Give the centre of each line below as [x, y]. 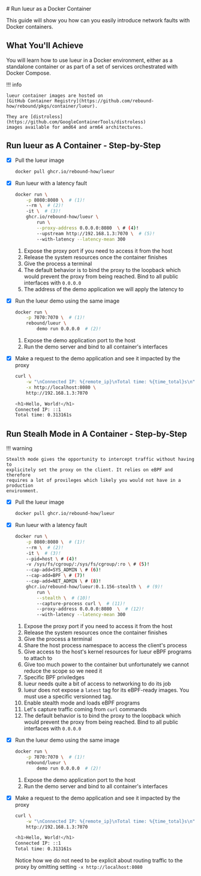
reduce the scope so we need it [63, 671]
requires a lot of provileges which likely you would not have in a [94, 481]
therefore [19, 475]
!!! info [14, 84]
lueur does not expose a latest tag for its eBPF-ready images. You [106, 690]
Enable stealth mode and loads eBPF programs [82, 703]
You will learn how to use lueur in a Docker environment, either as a [89, 60]
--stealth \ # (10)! [64, 598]
